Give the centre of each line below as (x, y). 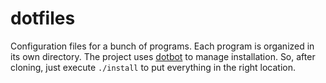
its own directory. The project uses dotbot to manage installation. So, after (163, 56)
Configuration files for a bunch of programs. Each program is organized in (162, 46)
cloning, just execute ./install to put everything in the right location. (153, 67)
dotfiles (43, 18)
